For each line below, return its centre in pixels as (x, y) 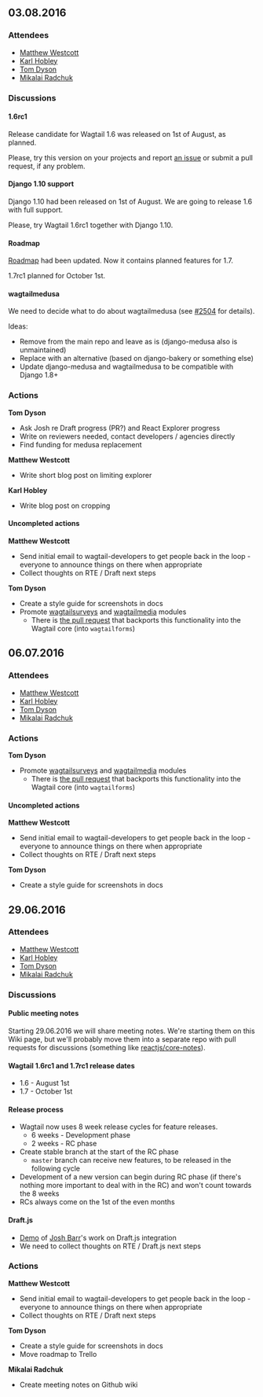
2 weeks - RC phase (64, 1144)
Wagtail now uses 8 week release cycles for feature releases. (119, 1127)
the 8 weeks (39, 1193)
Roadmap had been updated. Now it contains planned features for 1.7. (121, 261)
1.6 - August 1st (44, 1083)
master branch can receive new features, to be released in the (131, 1160)
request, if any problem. (47, 166)
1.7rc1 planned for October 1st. (57, 276)
